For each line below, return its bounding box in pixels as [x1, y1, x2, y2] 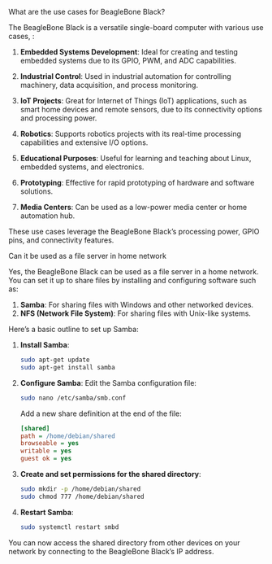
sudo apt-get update [19, 356, 90, 364]
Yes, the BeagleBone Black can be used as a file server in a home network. [8, 267, 260, 276]
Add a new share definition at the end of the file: [19, 409, 183, 418]
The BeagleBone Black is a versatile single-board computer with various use [8, 23, 264, 32]
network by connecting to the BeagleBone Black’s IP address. [8, 546, 214, 556]
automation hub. [19, 211, 76, 221]
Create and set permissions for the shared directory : [19, 470, 201, 479]
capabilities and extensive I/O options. [19, 138, 149, 147]
